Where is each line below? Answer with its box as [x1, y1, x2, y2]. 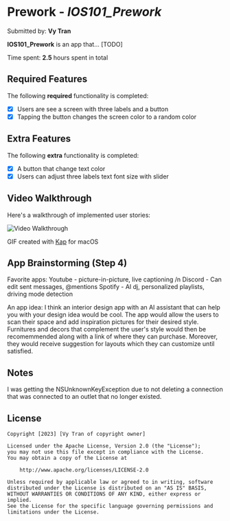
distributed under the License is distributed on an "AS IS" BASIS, [7, 485, 207, 491]
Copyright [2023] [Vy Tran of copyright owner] [7, 430, 146, 438]
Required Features [7, 73, 88, 85]
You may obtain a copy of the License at [7, 454, 128, 462]
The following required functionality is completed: [7, 91, 149, 100]
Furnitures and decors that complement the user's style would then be [7, 325, 207, 334]
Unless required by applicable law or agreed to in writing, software [7, 478, 214, 486]
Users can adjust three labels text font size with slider [16, 172, 170, 181]
